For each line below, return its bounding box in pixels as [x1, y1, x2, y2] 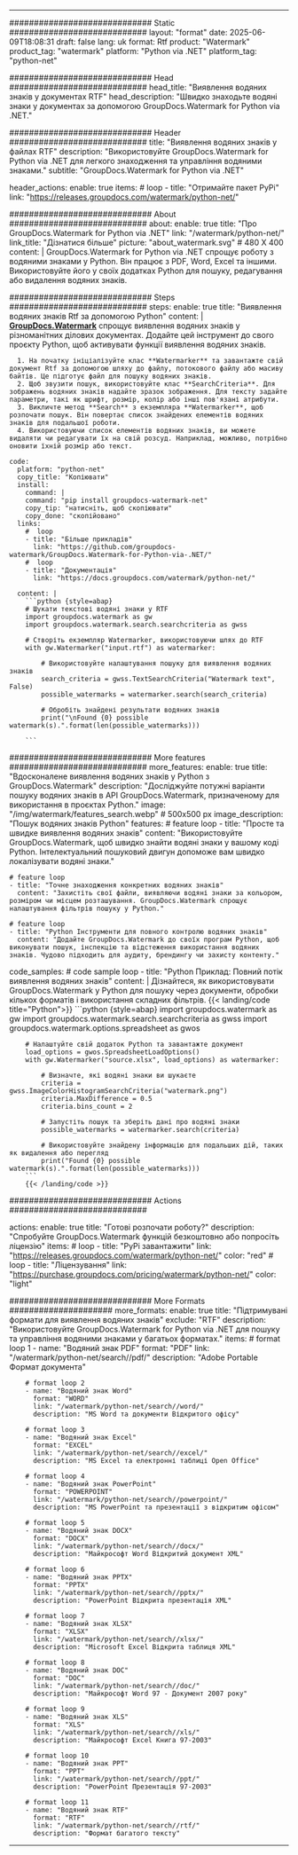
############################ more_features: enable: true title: [9, 762, 268, 772]
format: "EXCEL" [32, 1441, 93, 1450]
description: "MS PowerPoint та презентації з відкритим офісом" [32, 1503, 279, 1512]
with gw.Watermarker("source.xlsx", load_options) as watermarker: [25, 1056, 279, 1065]
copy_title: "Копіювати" [17, 473, 109, 482]
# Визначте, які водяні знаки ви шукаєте [41, 1071, 197, 1080]
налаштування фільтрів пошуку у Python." [9, 904, 165, 913]
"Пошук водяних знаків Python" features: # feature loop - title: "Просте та [9, 818, 285, 829]
